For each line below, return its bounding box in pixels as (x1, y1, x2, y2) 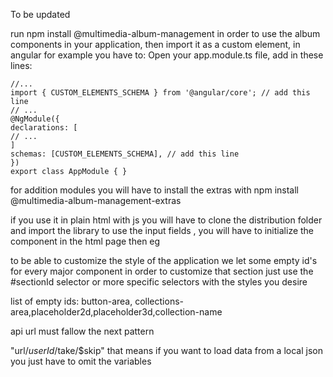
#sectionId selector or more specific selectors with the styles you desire (10, 276, 308, 288)
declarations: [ (10, 123, 78, 133)
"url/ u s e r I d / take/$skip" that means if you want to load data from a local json (10, 345, 323, 356)
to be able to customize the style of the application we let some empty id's (10, 255, 318, 266)
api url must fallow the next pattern (10, 325, 155, 337)
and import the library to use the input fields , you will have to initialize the (10, 225, 315, 236)
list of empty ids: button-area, (10, 295, 133, 307)
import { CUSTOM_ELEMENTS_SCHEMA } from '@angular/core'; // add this (10, 88, 311, 98)
